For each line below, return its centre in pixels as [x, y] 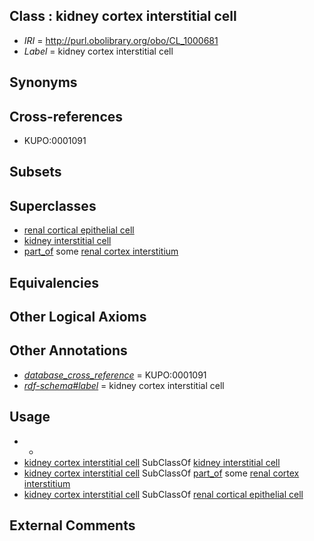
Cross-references [66, 116]
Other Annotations [68, 350]
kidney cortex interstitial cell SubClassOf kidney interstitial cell [152, 462]
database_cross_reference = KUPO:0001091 [115, 375]
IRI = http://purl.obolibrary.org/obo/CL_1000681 [121, 40]
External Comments [72, 525]
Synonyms [43, 82]
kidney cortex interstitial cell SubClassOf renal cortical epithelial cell [163, 494]
